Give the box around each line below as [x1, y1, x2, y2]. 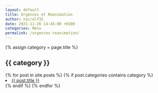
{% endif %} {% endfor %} [5, 82, 61, 88]
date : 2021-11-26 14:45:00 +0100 [5, 21, 75, 26]
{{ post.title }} [12, 77, 40, 83]
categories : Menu [5, 26, 42, 31]
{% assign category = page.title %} [5, 44, 78, 50]
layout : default [5, 7, 39, 12]
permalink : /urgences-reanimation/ [5, 30, 80, 35]
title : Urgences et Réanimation [5, 12, 73, 17]
